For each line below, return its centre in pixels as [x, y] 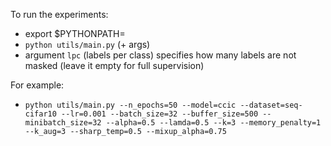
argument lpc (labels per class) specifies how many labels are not [160, 55]
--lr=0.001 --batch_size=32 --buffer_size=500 [160, 114]
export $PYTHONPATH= [75, 33]
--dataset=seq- [271, 105]
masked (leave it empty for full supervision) [114, 65]
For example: [37, 85]
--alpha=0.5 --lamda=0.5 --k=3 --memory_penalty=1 [213, 123]
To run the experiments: [59, 14]
